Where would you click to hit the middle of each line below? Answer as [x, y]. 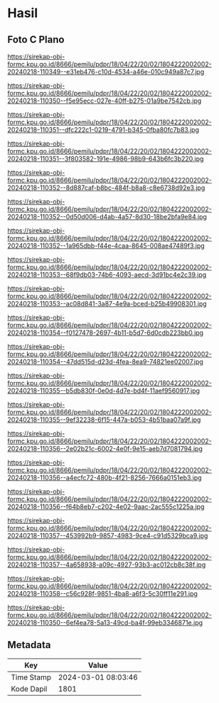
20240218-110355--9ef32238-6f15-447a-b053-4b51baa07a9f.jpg [104, 420]
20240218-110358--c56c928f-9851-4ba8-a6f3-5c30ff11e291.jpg [102, 593]
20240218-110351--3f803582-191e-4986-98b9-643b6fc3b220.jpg [106, 159]
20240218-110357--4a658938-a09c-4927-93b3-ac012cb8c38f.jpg [107, 565]
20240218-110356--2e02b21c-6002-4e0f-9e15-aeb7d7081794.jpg [105, 449]
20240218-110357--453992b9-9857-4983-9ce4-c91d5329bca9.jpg [108, 536]
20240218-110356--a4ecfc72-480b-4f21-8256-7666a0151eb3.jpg [105, 477]
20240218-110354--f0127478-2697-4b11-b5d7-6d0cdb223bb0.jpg [106, 333]
